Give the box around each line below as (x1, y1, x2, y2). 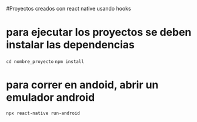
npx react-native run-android (6, 110, 81, 116)
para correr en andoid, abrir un (6, 78, 159, 92)
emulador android (6, 91, 95, 104)
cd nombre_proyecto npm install (6, 58, 84, 64)
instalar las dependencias (6, 38, 135, 52)
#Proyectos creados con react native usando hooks (6, 5, 131, 12)
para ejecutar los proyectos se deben (6, 26, 192, 39)
